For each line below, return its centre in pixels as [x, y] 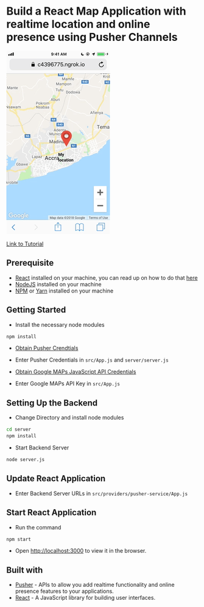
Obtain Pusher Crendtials [47, 348]
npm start [19, 539]
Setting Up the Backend [52, 403]
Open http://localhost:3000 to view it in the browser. [81, 551]
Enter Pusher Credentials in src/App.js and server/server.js [92, 360]
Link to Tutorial [25, 244]
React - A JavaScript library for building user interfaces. [85, 598]
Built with [25, 570]
